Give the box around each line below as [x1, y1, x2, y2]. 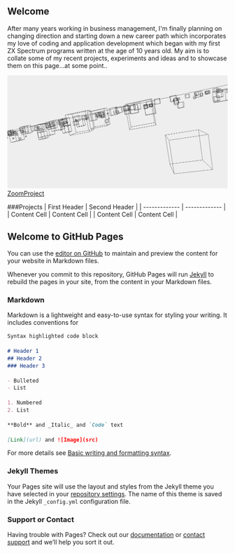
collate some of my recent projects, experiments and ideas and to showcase [7, 54, 227, 62]
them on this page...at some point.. [7, 61, 108, 69]
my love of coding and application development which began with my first [7, 38, 220, 48]
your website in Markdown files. [7, 257, 99, 265]
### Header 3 [7, 362, 45, 370]
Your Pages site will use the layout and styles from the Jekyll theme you [7, 482, 215, 491]
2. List [7, 407, 30, 414]
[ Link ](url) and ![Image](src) [7, 436, 99, 443]
